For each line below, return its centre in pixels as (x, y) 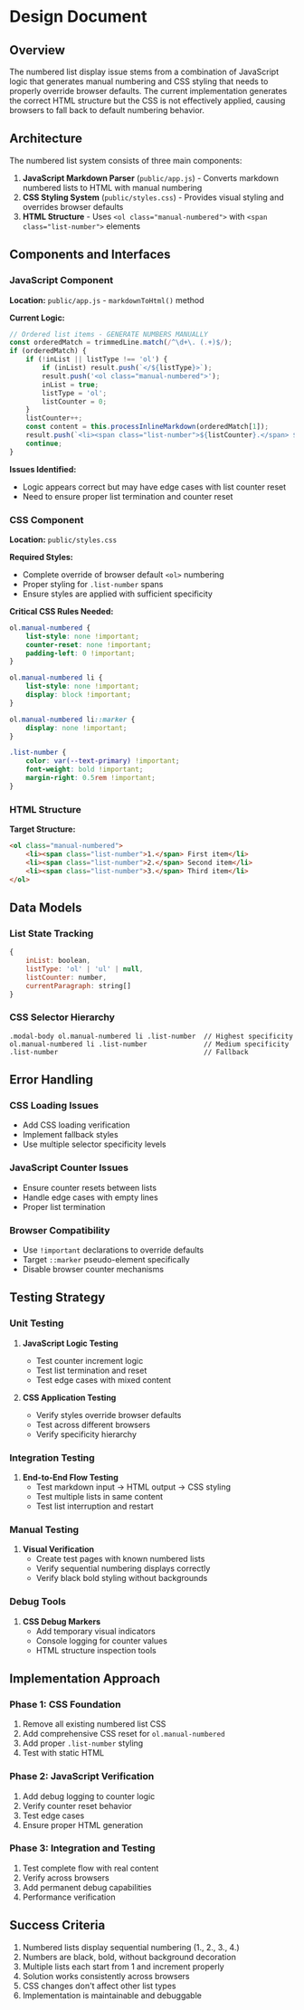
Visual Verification (58, 1549)
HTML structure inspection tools (96, 1650)
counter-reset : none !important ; (89, 644)
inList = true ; (71, 385)
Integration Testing (52, 1457)
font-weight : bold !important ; (85, 770)
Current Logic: (37, 318)
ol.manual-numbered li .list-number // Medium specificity (149, 1044)
